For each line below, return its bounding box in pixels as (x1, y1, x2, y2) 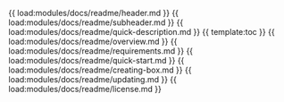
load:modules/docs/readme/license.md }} (8, 84, 163, 94)
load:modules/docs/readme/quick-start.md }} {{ (8, 55, 185, 65)
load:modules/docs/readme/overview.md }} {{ (8, 36, 178, 47)
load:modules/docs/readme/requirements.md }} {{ (8, 46, 194, 56)
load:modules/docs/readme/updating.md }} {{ (8, 74, 178, 84)
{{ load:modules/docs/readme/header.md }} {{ (8, 8, 180, 18)
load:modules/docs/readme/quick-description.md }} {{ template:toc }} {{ (8, 27, 275, 37)
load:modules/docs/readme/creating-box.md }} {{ (8, 64, 192, 75)
